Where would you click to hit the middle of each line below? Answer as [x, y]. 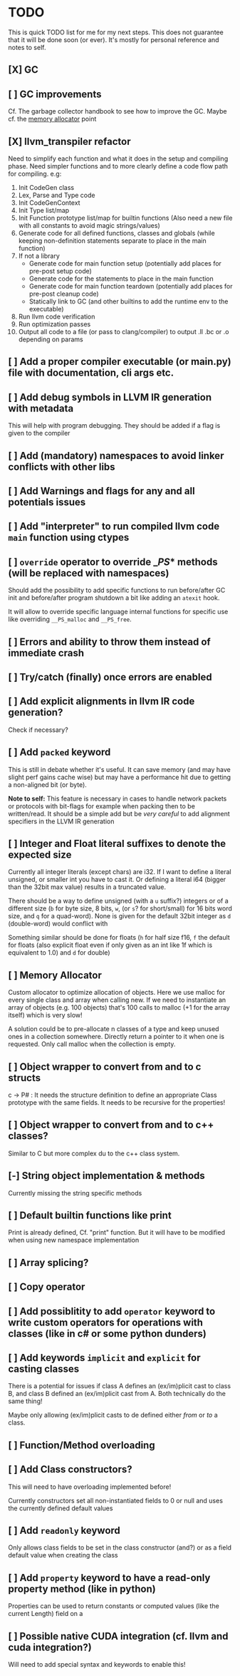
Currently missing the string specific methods [75, 1193]
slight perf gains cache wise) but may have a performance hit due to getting [119, 777]
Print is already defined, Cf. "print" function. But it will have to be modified [116, 1233]
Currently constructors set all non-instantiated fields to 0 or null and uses [116, 1500]
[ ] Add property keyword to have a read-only [109, 1578]
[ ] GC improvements [55, 94]
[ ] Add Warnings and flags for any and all [101, 491]
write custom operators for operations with [106, 1322]
